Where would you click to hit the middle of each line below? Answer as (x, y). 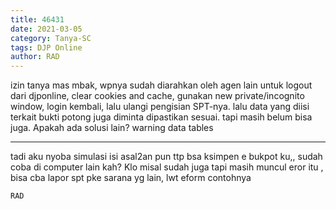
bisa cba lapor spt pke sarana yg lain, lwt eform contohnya (131, 178)
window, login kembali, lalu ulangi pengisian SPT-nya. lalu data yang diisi (160, 107)
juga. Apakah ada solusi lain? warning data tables (112, 128)
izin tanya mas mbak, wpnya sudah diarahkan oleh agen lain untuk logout (161, 85)
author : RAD (35, 57)
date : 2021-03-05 (46, 29)
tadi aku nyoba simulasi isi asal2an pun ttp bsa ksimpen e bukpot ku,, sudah (166, 157)
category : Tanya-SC (51, 38)
